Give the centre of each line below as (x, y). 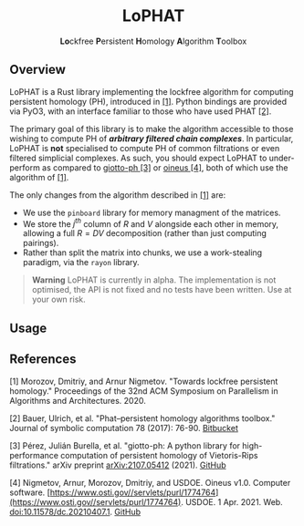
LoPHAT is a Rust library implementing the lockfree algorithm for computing (152, 91)
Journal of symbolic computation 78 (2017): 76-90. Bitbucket (124, 428)
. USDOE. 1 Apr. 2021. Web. (232, 501)
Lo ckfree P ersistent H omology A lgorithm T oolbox (153, 41)
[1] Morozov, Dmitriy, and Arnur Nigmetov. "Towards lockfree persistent (144, 381)
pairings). (41, 243)
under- (282, 158)
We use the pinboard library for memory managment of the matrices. (152, 212)
